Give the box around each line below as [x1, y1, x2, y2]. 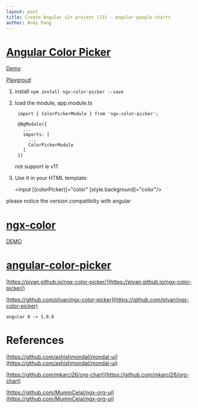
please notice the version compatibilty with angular [6, 197, 132, 205]
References [6, 334, 64, 347]
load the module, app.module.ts [14, 99, 93, 107]
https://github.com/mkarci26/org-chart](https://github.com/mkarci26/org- [8, 371, 190, 378]
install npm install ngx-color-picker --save [14, 88, 124, 95]
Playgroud [6, 77, 31, 84]
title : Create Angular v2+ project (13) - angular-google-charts [6, 14, 171, 20]
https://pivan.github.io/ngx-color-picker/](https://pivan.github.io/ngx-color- [8, 279, 192, 286]
